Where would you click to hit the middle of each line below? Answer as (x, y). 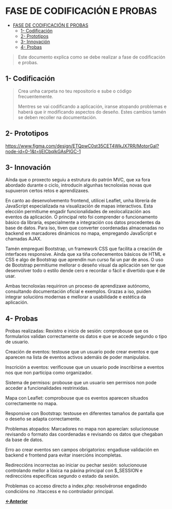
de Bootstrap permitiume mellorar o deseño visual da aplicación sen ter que (85, 265)
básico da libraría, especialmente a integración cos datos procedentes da (83, 222)
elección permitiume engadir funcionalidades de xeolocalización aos (78, 212)
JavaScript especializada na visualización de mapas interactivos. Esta (79, 206)
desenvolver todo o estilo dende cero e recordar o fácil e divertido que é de (85, 271)
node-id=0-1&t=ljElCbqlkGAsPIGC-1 (43, 151)
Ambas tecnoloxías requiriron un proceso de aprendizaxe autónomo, (78, 286)
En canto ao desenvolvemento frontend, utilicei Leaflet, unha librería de (81, 201)
